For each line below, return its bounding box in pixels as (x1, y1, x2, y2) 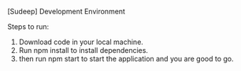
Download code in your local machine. (18, 37, 143, 47)
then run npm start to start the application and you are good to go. (18, 54, 234, 63)
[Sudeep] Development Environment (7, 7, 125, 16)
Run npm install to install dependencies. (18, 46, 149, 54)
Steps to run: (7, 22, 50, 31)
